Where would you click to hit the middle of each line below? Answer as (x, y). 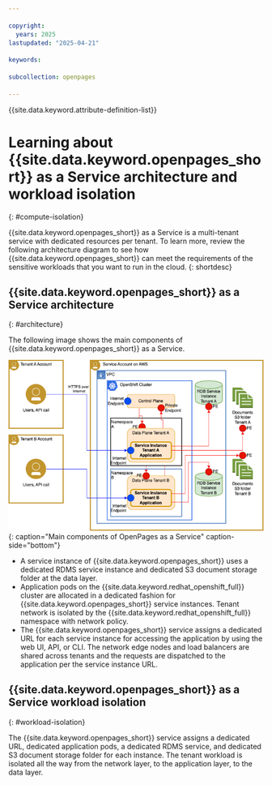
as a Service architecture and (137, 176)
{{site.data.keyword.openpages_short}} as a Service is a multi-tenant (123, 232)
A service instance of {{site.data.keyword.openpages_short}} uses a (134, 561)
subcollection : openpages (52, 77)
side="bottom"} (34, 545)
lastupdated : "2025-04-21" (54, 43)
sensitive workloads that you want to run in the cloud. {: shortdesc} (120, 267)
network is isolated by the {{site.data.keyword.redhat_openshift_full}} (135, 613)
